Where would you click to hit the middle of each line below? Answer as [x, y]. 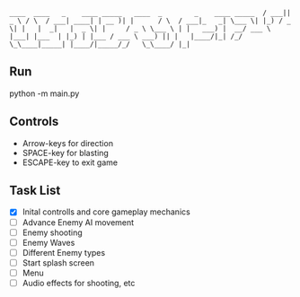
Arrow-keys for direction [68, 143]
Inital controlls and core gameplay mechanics [106, 212]
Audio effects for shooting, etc [79, 283]
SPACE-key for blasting [66, 153]
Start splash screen [58, 262]
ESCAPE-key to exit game [70, 162]
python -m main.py [44, 93]
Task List [35, 191]
